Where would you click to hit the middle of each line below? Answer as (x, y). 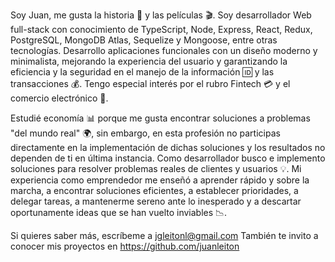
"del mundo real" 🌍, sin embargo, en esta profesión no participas (145, 133)
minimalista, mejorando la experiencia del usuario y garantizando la (149, 61)
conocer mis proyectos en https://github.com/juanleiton (125, 246)
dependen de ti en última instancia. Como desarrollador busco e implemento (168, 158)
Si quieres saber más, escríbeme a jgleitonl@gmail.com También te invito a (164, 235)
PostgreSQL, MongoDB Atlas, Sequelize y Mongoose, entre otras (144, 40)
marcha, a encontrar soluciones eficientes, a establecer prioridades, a (154, 190)
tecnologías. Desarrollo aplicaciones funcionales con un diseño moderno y (164, 50)
